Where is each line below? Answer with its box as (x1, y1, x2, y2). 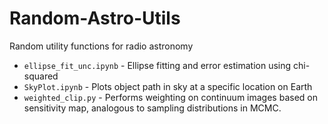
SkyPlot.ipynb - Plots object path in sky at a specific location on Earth (23, 80, 313, 92)
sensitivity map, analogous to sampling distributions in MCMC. (23, 102, 282, 114)
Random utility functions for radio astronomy (9, 40, 194, 52)
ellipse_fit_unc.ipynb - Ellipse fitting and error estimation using (23, 59, 292, 71)
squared (23, 70, 59, 82)
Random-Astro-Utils (9, 7, 181, 30)
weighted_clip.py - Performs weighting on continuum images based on (23, 91, 318, 103)
